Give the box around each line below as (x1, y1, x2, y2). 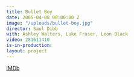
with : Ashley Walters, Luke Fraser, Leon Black (6, 31, 129, 37)
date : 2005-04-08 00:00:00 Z (6, 14, 80, 20)
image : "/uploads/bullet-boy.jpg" (6, 20, 94, 26)
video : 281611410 (6, 37, 50, 43)
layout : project (6, 48, 47, 54)
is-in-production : (6, 43, 53, 49)
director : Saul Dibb (6, 25, 59, 32)
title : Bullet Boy (6, 8, 53, 15)
